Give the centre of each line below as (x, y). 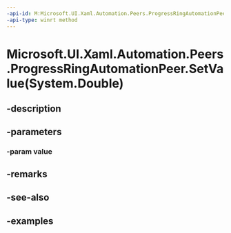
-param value (29, 152)
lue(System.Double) (65, 83)
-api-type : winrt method (42, 20)
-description (34, 109)
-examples (30, 221)
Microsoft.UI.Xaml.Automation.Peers (115, 54)
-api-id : (19, 13)
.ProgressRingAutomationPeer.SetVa (115, 69)
